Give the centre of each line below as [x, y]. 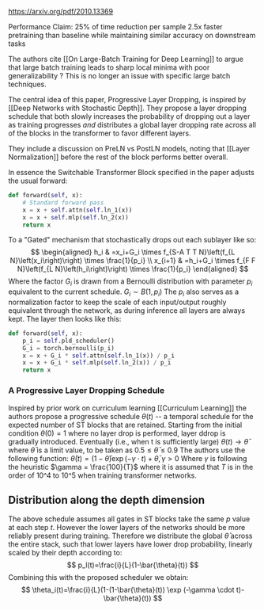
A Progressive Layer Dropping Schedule [87, 391]
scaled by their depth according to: [65, 553]
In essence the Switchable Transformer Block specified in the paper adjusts [131, 172]
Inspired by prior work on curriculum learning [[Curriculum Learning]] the [128, 408]
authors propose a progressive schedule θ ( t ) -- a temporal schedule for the [131, 416]
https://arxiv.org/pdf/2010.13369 [60, 11]
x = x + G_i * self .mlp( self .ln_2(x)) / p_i [97, 363]
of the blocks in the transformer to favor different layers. [100, 133]
